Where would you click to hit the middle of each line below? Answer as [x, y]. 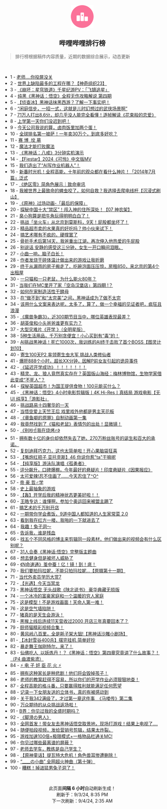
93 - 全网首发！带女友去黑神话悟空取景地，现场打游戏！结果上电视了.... [84, 723]
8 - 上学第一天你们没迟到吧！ [40, 121]
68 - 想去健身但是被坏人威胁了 [42, 558]
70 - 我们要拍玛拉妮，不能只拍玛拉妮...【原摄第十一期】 [68, 570]
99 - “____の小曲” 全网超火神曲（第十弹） [53, 761]
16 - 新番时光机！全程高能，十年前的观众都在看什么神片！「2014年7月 [83, 172]
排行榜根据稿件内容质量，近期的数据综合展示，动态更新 [72, 56]
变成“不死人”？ [30, 380]
